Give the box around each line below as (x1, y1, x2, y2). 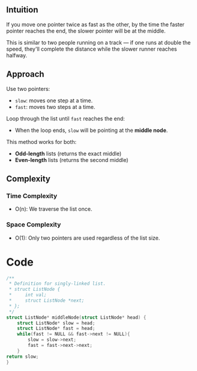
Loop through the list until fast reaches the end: (6, 114, 125, 122)
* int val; (8, 292, 47, 298)
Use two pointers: (6, 85, 50, 92)
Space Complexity (6, 220, 61, 229)
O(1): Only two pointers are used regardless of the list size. (14, 234, 160, 242)
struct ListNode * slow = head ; (17, 320, 95, 326)
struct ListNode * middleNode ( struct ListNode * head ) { (6, 314, 147, 320)
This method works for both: (6, 138, 77, 145)
